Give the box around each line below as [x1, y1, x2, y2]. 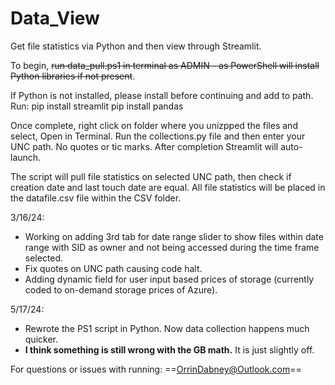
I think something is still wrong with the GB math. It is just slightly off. [24, 343, 315, 356]
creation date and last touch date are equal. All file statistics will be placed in [10, 181, 326, 193]
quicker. [24, 333, 58, 345]
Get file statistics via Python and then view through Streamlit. [10, 40, 262, 52]
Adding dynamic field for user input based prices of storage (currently [24, 273, 315, 285]
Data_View [10, 7, 100, 30]
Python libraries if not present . [10, 70, 136, 82]
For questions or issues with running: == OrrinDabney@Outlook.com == [10, 363, 302, 375]
